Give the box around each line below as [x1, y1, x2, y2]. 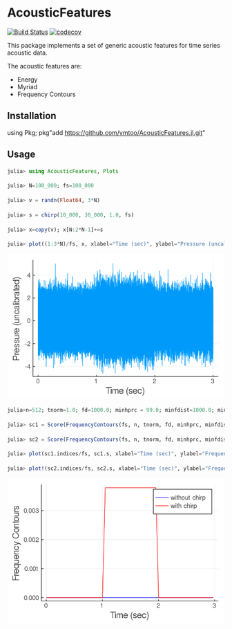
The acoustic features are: [7, 62, 82, 70]
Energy [17, 75, 38, 84]
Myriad [17, 82, 38, 91]
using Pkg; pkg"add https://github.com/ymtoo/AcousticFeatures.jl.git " [7, 128, 206, 136]
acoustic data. [7, 48, 48, 57]
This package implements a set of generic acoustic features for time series [7, 41, 221, 49]
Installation [7, 110, 57, 122]
